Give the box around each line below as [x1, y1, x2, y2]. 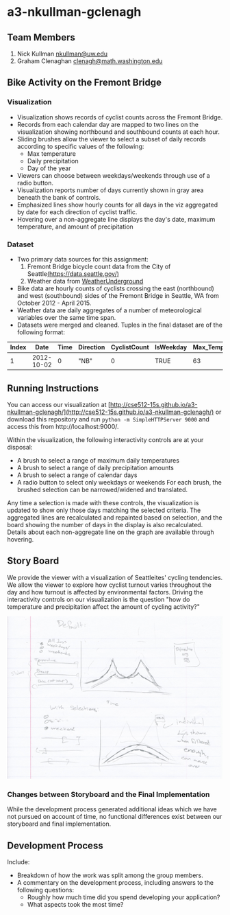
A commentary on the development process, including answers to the [16, 878, 214, 886]
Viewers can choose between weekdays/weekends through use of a [16, 171, 210, 179]
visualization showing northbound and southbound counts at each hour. [16, 128, 220, 136]
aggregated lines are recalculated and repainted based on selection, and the [7, 513, 222, 522]
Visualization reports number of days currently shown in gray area [16, 186, 204, 194]
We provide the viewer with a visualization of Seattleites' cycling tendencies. [7, 573, 223, 581]
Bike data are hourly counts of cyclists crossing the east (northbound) [16, 284, 214, 292]
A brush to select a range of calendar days [16, 471, 138, 479]
